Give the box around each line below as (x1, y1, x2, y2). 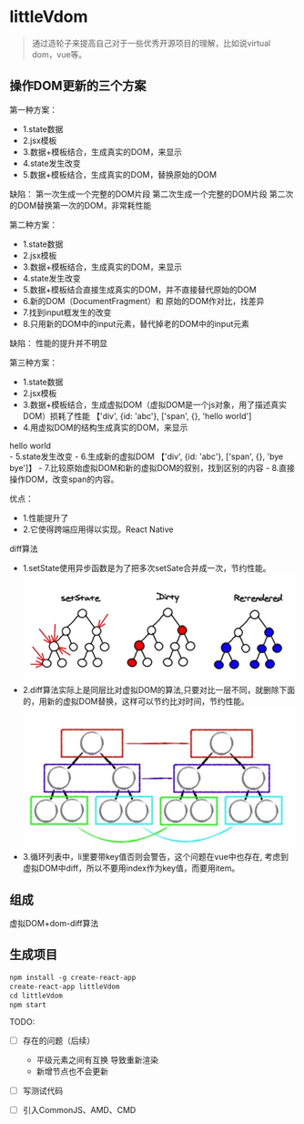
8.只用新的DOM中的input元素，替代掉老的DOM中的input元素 (22, 318, 250, 329)
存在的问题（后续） (22, 1035, 96, 1046)
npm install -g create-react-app (9, 973, 137, 982)
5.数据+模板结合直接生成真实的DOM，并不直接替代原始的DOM (22, 284, 257, 295)
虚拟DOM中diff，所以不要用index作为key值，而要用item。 (22, 863, 240, 874)
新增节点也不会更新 (35, 1066, 109, 1077)
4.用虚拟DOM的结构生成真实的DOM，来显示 (22, 422, 188, 433)
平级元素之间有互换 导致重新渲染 (35, 1054, 159, 1065)
